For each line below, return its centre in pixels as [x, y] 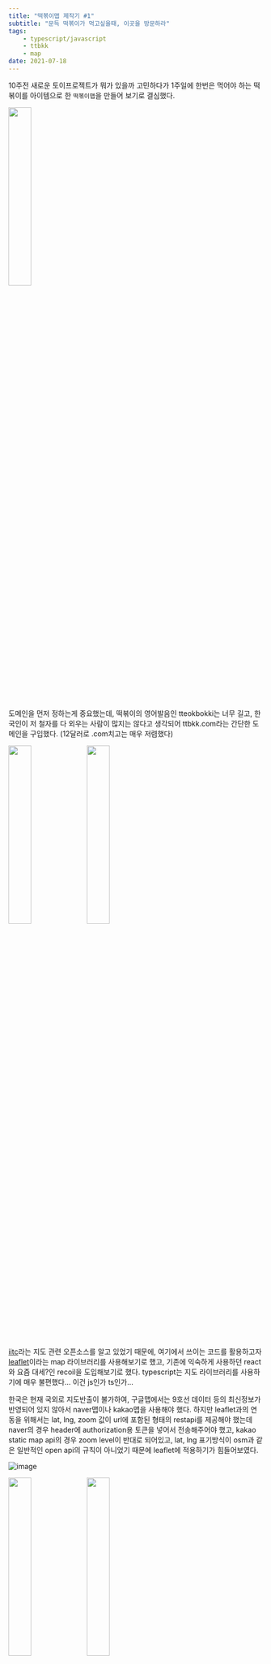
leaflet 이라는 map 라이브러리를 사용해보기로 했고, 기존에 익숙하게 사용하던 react [135, 1361]
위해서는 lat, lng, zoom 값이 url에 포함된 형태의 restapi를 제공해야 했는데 [138, 1419]
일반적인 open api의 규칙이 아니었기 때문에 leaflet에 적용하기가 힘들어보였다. [138, 1450]
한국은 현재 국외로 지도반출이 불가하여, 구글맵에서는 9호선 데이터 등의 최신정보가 [135, 1399]
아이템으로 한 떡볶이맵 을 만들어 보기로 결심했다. [102, 95]
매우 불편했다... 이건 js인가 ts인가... [78, 1382]
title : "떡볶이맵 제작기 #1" [51, 16]
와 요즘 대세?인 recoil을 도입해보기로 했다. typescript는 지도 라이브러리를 [123, 1372]
